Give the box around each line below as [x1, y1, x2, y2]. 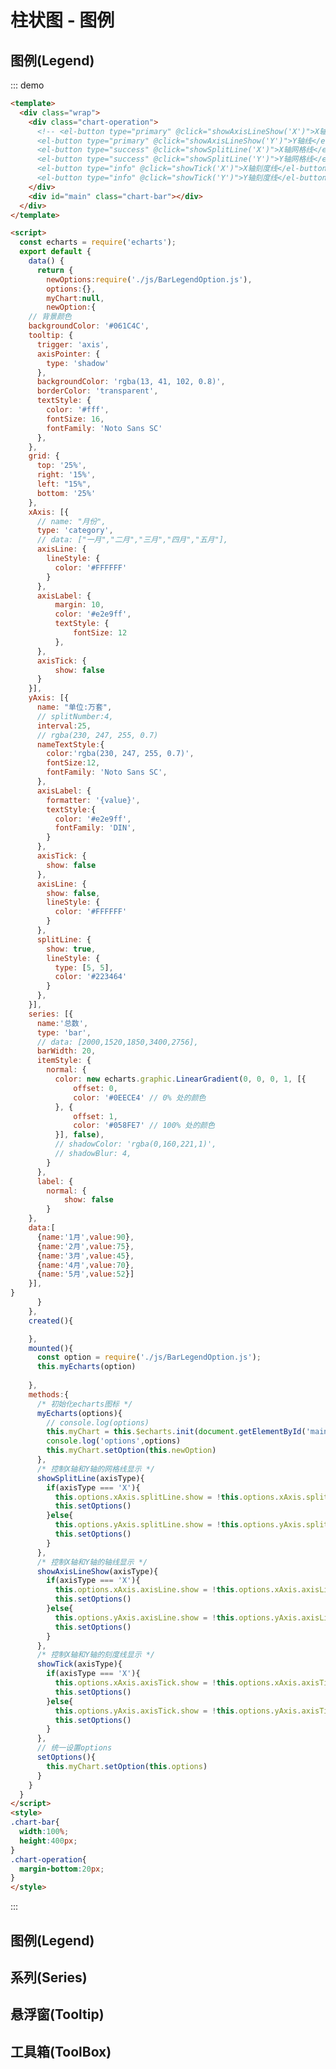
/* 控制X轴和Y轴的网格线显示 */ [36, 1464, 156, 1474]
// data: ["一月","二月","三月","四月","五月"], [36, 535, 228, 545]
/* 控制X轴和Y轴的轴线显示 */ [36, 1557, 148, 1567]
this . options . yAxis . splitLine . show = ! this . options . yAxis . [54, 1520, 307, 1530]
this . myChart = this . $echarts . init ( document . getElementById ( [46, 1427, 307, 1437]
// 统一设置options [36, 1743, 113, 1753]
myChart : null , [46, 293, 105, 303]
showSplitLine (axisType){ [36, 1473, 145, 1483]
